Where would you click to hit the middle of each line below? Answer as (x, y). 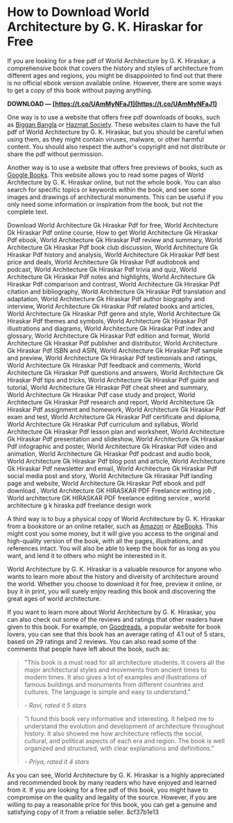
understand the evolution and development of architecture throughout (124, 726)
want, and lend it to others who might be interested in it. (87, 555)
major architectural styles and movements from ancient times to (115, 670)
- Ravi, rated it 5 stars (55, 705)
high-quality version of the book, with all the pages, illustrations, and (105, 541)
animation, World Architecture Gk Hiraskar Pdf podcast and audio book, (110, 453)
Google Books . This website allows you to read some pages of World (106, 175)
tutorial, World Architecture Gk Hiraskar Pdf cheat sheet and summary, (108, 387)
